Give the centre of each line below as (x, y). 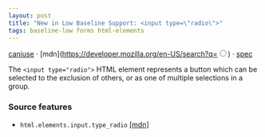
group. (19, 86)
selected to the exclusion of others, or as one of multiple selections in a (126, 78)
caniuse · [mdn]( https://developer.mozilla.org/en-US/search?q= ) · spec (131, 54)
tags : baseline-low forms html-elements (77, 30)
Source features (40, 107)
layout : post (30, 16)
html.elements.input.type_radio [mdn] (84, 124)
